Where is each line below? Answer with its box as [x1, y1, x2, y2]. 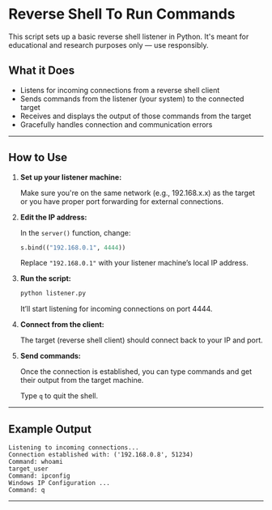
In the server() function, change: [19, 227, 131, 237]
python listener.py [19, 289, 87, 298]
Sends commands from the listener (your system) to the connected [19, 94, 244, 104]
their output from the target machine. [19, 376, 144, 385]
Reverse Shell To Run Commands [8, 5, 236, 23]
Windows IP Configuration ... [8, 479, 111, 487]
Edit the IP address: [19, 212, 87, 222]
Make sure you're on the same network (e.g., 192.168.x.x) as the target [19, 188, 255, 198]
